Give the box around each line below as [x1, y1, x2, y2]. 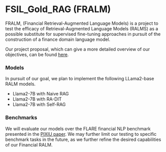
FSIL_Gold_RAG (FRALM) [5, 4, 111, 15]
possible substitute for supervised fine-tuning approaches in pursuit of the [5, 31, 161, 37]
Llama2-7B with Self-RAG [12, 102, 66, 108]
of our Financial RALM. [5, 141, 53, 147]
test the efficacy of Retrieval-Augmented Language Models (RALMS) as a [5, 25, 158, 31]
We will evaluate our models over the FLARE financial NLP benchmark [5, 125, 151, 132]
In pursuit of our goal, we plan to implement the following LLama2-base [5, 76, 154, 82]
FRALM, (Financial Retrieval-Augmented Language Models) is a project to [5, 20, 158, 26]
